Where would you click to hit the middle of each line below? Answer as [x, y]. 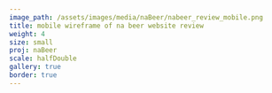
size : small [31, 42]
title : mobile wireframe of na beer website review [106, 26]
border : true [33, 75]
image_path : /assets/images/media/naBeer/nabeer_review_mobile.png [136, 17]
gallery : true [35, 67]
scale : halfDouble [43, 58]
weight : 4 [27, 34]
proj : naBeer [33, 50]
